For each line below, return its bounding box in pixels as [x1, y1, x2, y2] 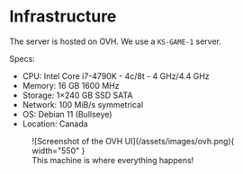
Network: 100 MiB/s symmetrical [22, 99, 144, 109]
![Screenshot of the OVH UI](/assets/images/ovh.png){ [31, 135, 235, 146]
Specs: [9, 53, 36, 64]
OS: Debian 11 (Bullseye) [22, 109, 112, 119]
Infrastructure [9, 6, 117, 27]
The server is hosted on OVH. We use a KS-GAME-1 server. [9, 36, 222, 47]
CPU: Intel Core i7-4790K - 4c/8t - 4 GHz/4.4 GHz [22, 70, 210, 82]
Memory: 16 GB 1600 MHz [22, 80, 120, 91]
